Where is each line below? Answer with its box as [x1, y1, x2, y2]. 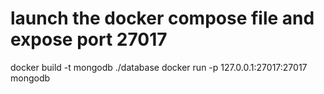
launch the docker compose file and [10, 7, 315, 30]
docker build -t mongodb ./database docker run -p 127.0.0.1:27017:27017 [10, 61, 308, 73]
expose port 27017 [10, 28, 168, 51]
